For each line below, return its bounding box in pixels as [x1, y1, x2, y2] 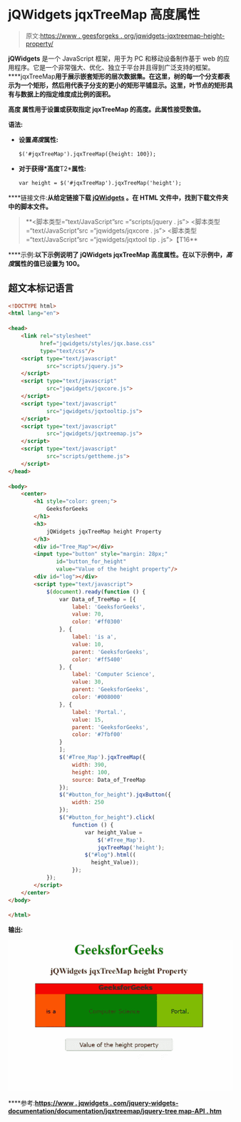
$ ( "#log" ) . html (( [84, 852, 136, 859]
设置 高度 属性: [18, 135, 59, 143]
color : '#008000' [71, 693, 123, 700]
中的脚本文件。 [8, 202, 52, 210]
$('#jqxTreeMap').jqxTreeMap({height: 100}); [18, 151, 156, 158]
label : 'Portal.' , [71, 708, 127, 715]
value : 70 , [71, 611, 104, 618]
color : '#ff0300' [71, 618, 123, 626]
